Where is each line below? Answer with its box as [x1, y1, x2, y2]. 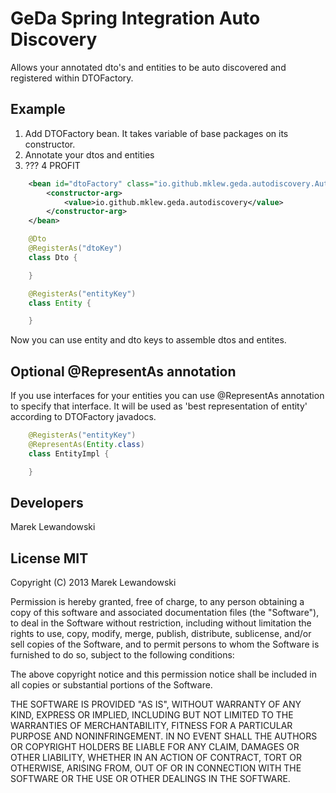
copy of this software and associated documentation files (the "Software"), [10, 607, 320, 619]
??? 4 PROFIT [24, 159, 81, 171]
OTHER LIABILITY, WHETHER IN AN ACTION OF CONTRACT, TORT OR [10, 752, 302, 764]
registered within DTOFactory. [10, 72, 134, 84]
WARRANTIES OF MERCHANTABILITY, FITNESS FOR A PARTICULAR [10, 720, 293, 732]
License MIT [10, 550, 89, 567]
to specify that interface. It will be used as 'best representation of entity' [10, 400, 308, 412]
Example [10, 101, 66, 118]
